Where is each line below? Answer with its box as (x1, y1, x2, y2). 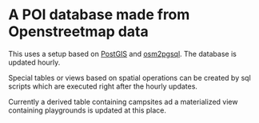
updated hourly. (8, 58, 61, 67)
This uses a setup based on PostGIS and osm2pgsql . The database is (8, 49, 237, 58)
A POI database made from (8, 6, 190, 24)
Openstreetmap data (8, 22, 149, 41)
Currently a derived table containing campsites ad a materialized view (8, 97, 238, 106)
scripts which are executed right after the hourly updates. (8, 81, 198, 91)
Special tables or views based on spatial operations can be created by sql (8, 73, 252, 82)
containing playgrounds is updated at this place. (8, 105, 166, 115)
